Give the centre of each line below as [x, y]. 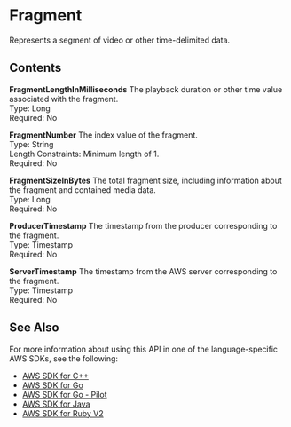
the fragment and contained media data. [83, 190]
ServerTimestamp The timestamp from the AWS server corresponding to [143, 271]
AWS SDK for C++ [55, 376]
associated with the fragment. [64, 99]
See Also [34, 328]
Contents [35, 68]
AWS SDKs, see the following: [63, 358]
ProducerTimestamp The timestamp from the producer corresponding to [143, 225]
